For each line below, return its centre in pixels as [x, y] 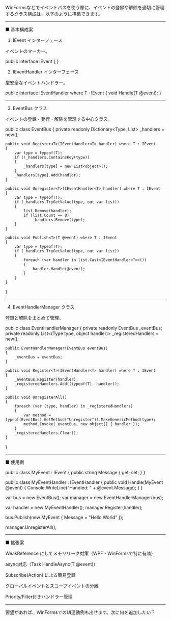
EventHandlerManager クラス [44, 307]
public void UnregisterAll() [36, 397]
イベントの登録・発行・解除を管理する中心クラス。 [59, 119]
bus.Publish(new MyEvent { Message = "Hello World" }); [64, 517]
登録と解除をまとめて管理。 [34, 318]
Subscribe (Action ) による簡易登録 [40, 575]
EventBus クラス [30, 108]
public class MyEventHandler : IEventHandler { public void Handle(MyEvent [84, 482]
